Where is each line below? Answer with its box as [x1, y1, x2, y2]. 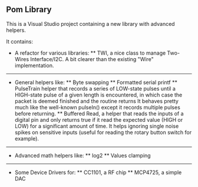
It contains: [6, 38, 34, 45]
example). [14, 135, 39, 142]
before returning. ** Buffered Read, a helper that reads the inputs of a [14, 110, 184, 117]
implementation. [14, 62, 54, 69]
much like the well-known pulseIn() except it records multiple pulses [14, 103, 181, 111]
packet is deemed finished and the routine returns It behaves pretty [14, 97, 179, 105]
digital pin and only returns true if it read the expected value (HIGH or [14, 116, 183, 123]
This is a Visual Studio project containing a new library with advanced [6, 20, 175, 27]
